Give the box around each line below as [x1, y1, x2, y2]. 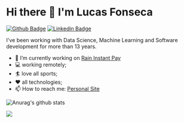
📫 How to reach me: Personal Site [14, 85, 100, 92]
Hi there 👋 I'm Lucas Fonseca [6, 5, 154, 19]
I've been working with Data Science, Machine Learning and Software [6, 36, 178, 43]
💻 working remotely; [14, 61, 67, 68]
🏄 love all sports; [14, 70, 58, 77]
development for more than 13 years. [6, 43, 97, 50]
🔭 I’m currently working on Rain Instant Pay [14, 54, 121, 61]
